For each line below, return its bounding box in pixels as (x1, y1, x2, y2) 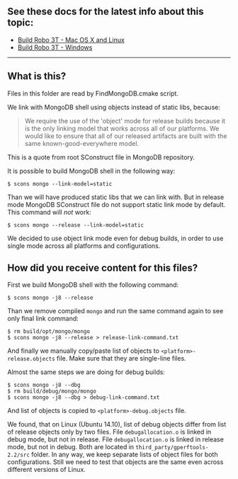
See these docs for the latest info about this (7, 6, 204, 18)
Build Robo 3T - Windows (17, 43, 93, 52)
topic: (7, 17, 34, 29)
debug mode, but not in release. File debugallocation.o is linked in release (7, 435, 225, 444)
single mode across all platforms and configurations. (7, 241, 161, 250)
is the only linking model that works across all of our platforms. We (24, 124, 220, 133)
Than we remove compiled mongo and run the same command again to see (7, 307, 224, 315)
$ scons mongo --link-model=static (7, 180, 113, 187)
